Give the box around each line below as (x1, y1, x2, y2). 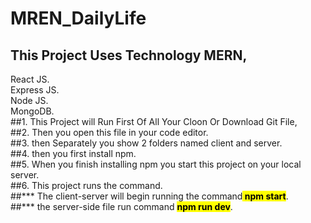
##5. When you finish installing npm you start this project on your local (10, 158, 302, 170)
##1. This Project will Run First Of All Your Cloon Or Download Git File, (10, 116, 298, 127)
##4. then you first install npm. (10, 148, 137, 159)
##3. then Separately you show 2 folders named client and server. (10, 137, 283, 149)
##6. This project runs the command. (10, 180, 163, 191)
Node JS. (10, 95, 49, 106)
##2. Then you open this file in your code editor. (10, 127, 209, 138)
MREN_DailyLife (10, 7, 147, 30)
